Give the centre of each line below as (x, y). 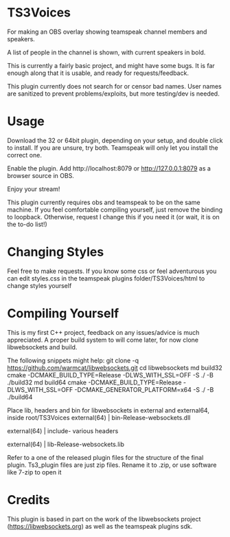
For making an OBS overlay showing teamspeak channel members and (107, 32)
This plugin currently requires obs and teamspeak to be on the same (104, 202)
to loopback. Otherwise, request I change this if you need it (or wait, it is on (113, 217)
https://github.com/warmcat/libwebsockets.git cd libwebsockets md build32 (115, 368)
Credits (28, 500)
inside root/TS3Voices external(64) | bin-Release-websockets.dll (99, 417)
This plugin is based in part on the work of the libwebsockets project (104, 519)
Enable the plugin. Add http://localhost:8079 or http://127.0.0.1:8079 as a (109, 168)
